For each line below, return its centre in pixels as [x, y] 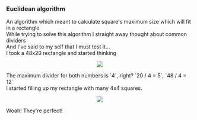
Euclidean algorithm [36, 9]
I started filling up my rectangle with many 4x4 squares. [74, 88]
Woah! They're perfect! [34, 111]
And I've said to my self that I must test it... [58, 47]
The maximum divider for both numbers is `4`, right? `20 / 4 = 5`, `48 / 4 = [96, 76]
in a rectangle [23, 28]
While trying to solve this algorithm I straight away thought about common [96, 34]
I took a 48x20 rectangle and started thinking [61, 53]
